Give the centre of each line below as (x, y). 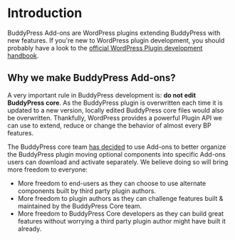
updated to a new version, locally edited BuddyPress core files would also (116, 110)
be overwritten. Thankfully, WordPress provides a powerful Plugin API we (115, 118)
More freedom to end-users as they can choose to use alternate (112, 183)
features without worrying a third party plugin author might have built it (121, 221)
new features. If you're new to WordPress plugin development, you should (116, 40)
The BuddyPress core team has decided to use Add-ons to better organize (117, 147)
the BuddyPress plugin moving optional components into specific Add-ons (116, 154)
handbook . (23, 56)
